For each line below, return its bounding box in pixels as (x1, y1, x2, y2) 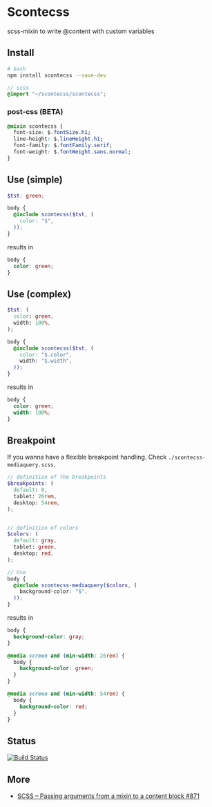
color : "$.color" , (19, 351, 73, 358)
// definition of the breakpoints (7, 474, 107, 481)
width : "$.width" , (19, 357, 73, 365)
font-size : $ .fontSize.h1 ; (13, 129, 91, 136)
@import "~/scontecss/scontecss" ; (7, 91, 107, 97)
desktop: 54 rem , (13, 499, 60, 506)
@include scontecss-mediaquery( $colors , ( (13, 582, 137, 589)
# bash (7, 65, 26, 73)
